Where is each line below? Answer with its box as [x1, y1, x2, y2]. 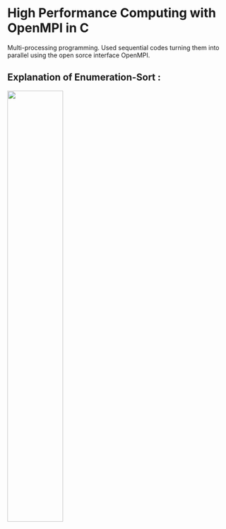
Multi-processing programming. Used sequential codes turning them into [7, 43, 220, 52]
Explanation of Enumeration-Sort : [7, 71, 161, 83]
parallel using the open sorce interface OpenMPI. [7, 51, 150, 59]
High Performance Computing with [7, 5, 217, 21]
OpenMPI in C [7, 20, 90, 36]
